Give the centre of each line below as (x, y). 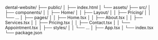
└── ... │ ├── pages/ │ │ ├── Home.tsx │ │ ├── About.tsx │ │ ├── (74, 17)
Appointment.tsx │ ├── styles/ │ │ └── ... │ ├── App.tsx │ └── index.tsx (79, 28)
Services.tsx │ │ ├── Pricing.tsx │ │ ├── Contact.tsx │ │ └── (68, 22)
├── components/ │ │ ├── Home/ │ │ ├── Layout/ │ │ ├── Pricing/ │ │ (78, 12)
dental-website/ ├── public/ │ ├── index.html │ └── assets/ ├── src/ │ (78, 7)
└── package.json (24, 33)
